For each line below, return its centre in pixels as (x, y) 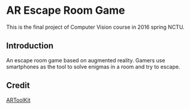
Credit (18, 85)
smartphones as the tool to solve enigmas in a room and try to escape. (93, 66)
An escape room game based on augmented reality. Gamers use (86, 60)
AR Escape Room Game (66, 10)
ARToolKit (19, 100)
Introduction (30, 46)
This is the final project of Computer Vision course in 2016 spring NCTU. (95, 27)
